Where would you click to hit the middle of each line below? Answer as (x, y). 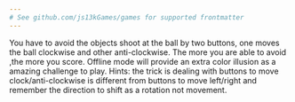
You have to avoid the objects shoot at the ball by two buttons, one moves (144, 43)
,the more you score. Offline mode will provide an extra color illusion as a (143, 61)
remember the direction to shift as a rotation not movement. (118, 90)
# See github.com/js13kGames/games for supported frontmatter (127, 17)
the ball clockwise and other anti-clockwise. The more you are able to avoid (148, 52)
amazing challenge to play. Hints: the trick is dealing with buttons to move (144, 71)
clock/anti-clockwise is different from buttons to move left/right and (133, 80)
